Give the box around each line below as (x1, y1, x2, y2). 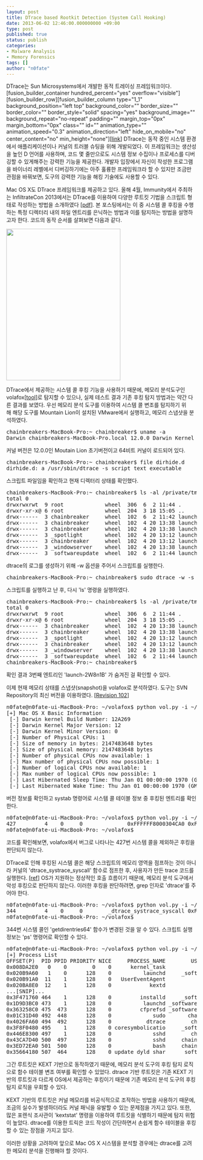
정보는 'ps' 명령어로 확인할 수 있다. (6, 933, 88, 940)
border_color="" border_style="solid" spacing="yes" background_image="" (6, 109, 195, 116)
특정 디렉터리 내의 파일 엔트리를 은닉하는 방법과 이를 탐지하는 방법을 (17, 209, 177, 216)
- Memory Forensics (6, 54, 56, 60)
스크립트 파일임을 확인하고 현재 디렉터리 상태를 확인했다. (6, 477, 139, 484)
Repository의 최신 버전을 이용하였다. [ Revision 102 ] (6, 692, 129, 699)
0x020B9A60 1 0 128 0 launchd (6, 970, 166, 977)
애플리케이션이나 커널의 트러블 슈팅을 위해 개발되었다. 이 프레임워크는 (17, 143, 181, 150)
